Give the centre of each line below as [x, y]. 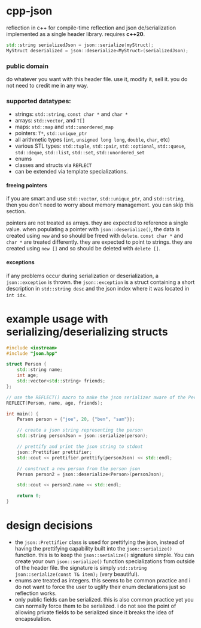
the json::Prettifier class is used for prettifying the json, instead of [100, 542]
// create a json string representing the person [80, 430]
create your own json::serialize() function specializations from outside [105, 561]
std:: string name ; [40, 370]
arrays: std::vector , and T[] [50, 121]
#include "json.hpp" [32, 353]
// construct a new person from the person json [79, 469]
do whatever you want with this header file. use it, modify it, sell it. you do [97, 79]
